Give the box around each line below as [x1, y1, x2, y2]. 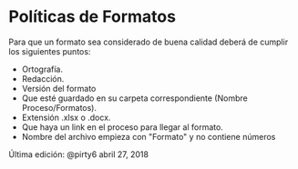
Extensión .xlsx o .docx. [21, 112, 111, 123]
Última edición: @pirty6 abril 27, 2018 [8, 148, 149, 160]
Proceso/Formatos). [21, 102, 98, 113]
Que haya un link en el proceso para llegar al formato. [21, 121, 224, 133]
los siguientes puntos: [8, 45, 91, 56]
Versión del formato [21, 83, 97, 94]
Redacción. [21, 73, 65, 84]
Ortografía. [21, 64, 64, 75]
